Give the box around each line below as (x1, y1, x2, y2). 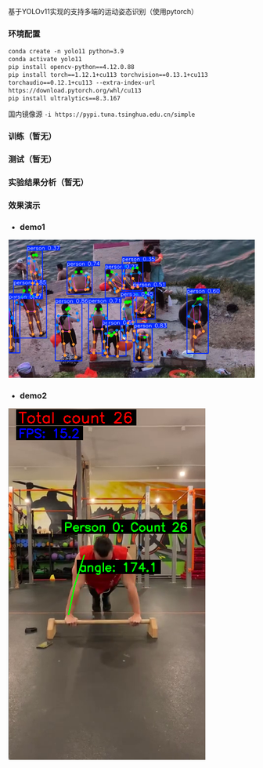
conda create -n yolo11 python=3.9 (8, 48, 124, 56)
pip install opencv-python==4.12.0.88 (8, 64, 135, 71)
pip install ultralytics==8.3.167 (8, 95, 121, 103)
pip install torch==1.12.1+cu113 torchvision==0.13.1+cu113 (8, 71, 209, 79)
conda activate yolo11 (8, 56, 82, 64)
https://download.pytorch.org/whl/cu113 (8, 87, 142, 95)
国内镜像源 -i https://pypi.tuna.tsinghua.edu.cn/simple (8, 109, 196, 119)
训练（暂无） (8, 131, 57, 142)
